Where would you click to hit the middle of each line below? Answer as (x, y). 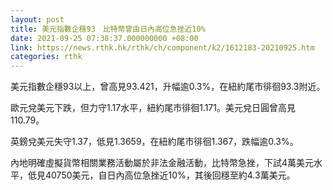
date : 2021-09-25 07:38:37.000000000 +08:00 (104, 38)
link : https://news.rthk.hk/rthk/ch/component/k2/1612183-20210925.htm (162, 47)
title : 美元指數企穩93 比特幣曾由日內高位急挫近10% (108, 29)
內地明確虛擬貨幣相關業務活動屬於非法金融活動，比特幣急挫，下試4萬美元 (162, 163)
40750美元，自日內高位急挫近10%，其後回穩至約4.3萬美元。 (170, 175)
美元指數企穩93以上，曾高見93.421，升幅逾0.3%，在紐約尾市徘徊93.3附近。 (168, 87)
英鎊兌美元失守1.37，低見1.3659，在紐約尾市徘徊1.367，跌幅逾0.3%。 (154, 142)
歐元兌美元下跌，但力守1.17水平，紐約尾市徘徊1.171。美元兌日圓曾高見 (153, 108)
